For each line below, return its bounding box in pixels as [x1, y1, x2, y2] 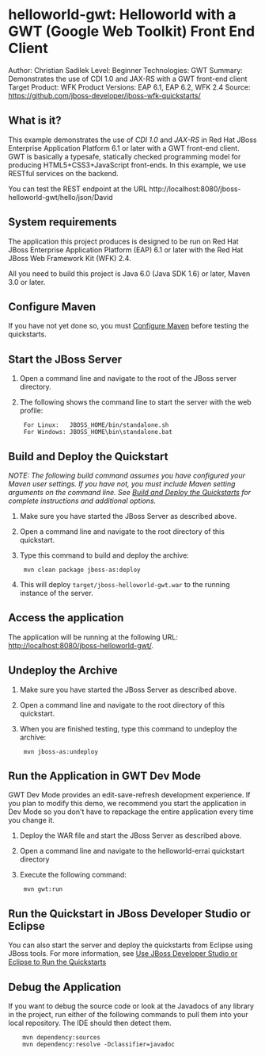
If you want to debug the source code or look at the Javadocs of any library [8, 1001, 255, 1011]
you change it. [8, 816, 55, 825]
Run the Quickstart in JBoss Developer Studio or [8, 907, 252, 920]
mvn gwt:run [23, 885, 63, 893]
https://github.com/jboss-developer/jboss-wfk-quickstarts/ [8, 90, 201, 100]
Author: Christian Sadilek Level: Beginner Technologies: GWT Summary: [8, 65, 243, 75]
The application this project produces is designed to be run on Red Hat [8, 236, 239, 246]
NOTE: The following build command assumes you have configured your [8, 470, 246, 480]
